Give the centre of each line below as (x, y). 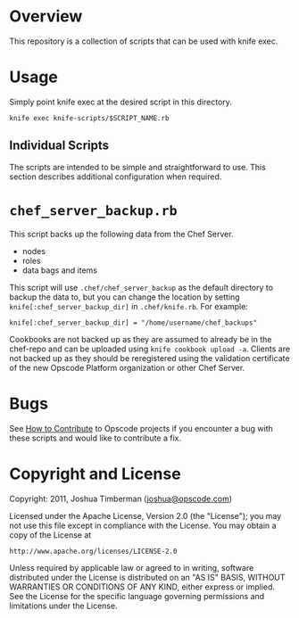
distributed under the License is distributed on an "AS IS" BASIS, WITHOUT (147, 577)
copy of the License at (50, 535)
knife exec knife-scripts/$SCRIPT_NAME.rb (89, 118)
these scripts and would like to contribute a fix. (95, 438)
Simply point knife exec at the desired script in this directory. (120, 102)
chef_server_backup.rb (93, 211)
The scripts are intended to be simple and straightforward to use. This (137, 167)
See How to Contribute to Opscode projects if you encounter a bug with (141, 428)
